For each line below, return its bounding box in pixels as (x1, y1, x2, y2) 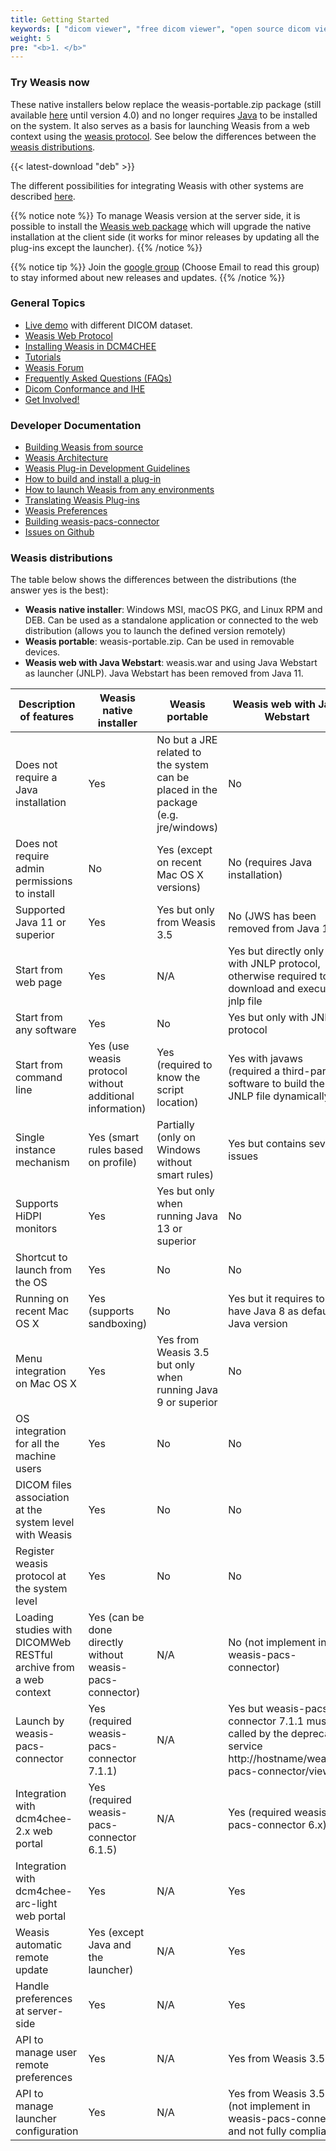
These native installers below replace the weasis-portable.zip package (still (10, 98, 322, 110)
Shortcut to (15, 1251, 68, 1265)
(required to (156, 1058, 213, 1072)
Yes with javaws (228, 1052, 304, 1066)
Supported (15, 903, 66, 917)
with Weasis (15, 1528, 73, 1542)
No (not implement (228, 1636, 317, 1650)
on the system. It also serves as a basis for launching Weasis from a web (10, 119, 310, 131)
